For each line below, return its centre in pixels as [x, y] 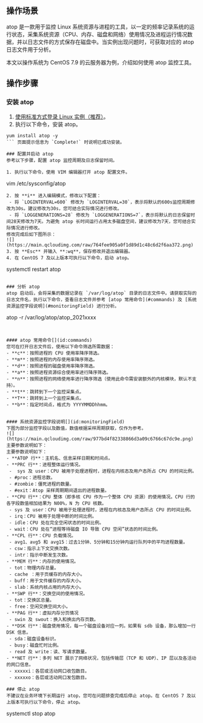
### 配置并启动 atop [30, 154]
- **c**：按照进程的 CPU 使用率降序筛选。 [54, 353]
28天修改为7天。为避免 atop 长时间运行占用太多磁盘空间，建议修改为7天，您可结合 [101, 221]
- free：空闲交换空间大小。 [40, 606]
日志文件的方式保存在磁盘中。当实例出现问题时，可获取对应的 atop [111, 42]
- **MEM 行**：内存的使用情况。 [42, 561]
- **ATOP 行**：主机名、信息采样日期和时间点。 [60, 458]
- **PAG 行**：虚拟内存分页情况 [42, 613]
